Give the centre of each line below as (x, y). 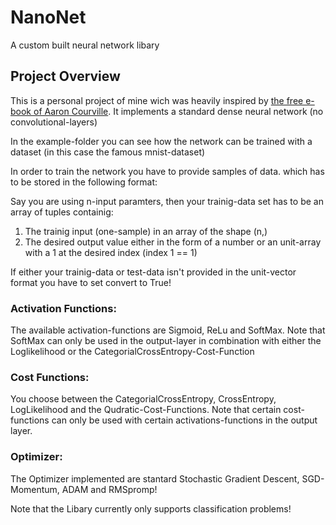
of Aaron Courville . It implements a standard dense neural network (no (178, 111)
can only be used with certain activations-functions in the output (184, 420)
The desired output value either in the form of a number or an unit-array (173, 242)
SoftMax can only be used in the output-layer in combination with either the (166, 341)
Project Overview (65, 76)
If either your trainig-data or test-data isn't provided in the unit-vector (153, 272)
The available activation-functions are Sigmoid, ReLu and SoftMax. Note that (168, 330)
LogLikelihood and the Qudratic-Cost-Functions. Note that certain (146, 410)
